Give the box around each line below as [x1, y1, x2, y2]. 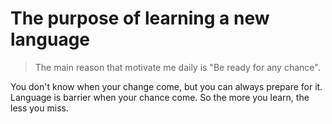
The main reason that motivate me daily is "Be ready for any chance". [34, 61, 321, 73]
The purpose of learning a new [10, 7, 270, 30]
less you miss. [10, 102, 69, 114]
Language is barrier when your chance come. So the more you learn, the [10, 91, 310, 103]
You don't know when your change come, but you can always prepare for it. [10, 80, 323, 92]
